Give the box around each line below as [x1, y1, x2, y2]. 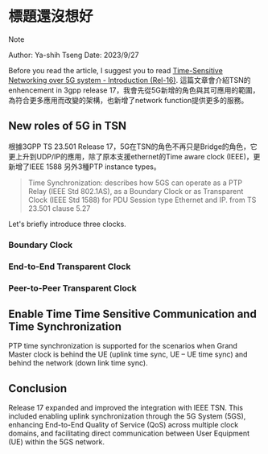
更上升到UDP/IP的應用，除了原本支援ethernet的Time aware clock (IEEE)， [8, 151, 254, 161]
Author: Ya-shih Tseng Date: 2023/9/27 [8, 50, 139, 60]
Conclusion [8, 382, 68, 395]
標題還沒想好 [8, 7, 94, 26]
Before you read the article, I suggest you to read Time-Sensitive [8, 65, 223, 75]
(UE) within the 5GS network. [8, 437, 105, 447]
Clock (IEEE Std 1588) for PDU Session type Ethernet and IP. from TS [27, 195, 257, 204]
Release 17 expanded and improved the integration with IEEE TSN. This [8, 403, 244, 413]
